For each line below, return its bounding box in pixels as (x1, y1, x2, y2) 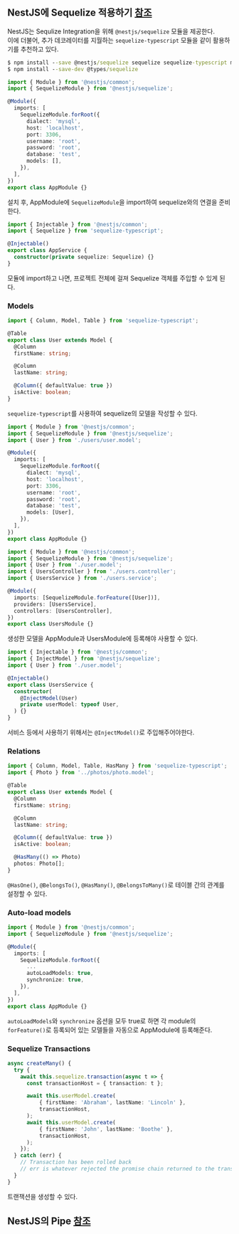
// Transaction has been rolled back (20, 1159, 132, 1166)
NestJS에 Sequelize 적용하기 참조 (7, 6, 152, 19)
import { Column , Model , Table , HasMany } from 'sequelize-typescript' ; (7, 762, 228, 770)
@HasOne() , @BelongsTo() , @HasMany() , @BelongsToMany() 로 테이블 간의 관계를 (7, 880, 225, 889)
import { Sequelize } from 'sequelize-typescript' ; (7, 227, 164, 235)
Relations (7, 747, 41, 756)
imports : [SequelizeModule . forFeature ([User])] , (14, 594, 161, 601)
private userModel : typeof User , (20, 701, 119, 708)
